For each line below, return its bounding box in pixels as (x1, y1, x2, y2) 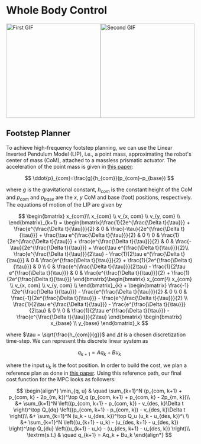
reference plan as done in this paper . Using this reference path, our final (6, 369, 181, 377)
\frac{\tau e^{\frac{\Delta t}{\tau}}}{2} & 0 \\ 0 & (44, 231, 160, 239)
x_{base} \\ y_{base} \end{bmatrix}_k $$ (50, 320, 149, 327)
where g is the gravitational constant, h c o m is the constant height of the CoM (6, 186, 193, 194)
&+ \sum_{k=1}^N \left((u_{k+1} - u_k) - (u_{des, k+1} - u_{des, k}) (20, 419, 179, 426)
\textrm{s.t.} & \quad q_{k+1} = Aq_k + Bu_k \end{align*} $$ (26, 431, 173, 438)
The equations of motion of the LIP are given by (6, 201, 122, 208)
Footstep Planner (6, 128, 71, 139)
